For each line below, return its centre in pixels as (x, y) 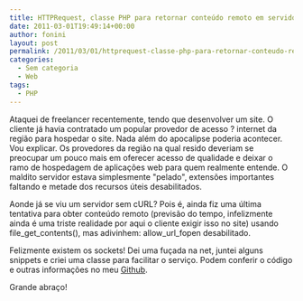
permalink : (30, 52)
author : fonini (38, 34)
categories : (32, 60)
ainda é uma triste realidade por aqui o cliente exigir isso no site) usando (144, 223)
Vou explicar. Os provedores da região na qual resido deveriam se (132, 148)
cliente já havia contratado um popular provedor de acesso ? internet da (143, 128)
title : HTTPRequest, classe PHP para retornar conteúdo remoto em (137, 18)
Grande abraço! (38, 287)
